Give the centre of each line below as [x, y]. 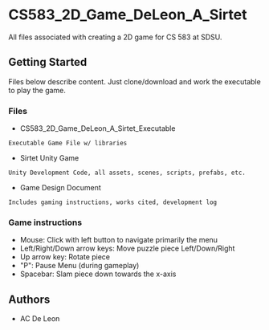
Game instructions [45, 222]
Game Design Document [61, 188]
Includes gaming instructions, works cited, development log [113, 202]
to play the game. [37, 90]
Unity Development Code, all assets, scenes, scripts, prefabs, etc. [127, 173]
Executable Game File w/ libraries [68, 143]
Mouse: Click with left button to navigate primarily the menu [119, 240]
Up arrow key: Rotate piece [65, 257]
